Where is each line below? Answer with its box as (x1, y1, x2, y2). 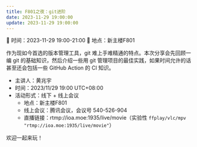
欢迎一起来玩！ (6, 135, 43, 142)
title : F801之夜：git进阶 (6, 8, 66, 15)
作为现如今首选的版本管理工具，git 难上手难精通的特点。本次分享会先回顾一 (6, 49, 192, 57)
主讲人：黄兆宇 (14, 77, 52, 84)
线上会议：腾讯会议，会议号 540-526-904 (23, 107, 127, 114)
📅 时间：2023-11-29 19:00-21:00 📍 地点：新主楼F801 (6, 37, 135, 44)
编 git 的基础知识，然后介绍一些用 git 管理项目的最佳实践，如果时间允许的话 (6, 57, 192, 64)
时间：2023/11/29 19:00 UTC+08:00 (14, 85, 104, 92)
